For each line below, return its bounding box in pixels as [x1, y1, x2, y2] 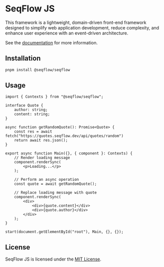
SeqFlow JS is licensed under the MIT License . [5, 256, 101, 262]
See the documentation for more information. [5, 39, 98, 45]
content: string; [14, 112, 50, 117]
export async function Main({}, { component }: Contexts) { [5, 151, 133, 156]
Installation [5, 54, 41, 63]
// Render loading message [14, 155, 70, 160]
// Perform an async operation [14, 177, 79, 182]
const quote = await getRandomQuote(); [14, 181, 97, 187]
